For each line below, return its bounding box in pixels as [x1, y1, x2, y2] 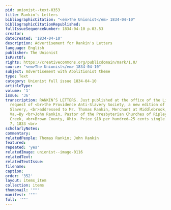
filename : [5, 164, 26, 169]
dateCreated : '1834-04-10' [5, 36, 63, 41]
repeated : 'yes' [5, 145, 40, 150]
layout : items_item [5, 178, 47, 183]
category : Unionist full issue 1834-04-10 [5, 78, 97, 84]
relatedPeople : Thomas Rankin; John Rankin [5, 136, 99, 141]
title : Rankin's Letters [5, 12, 58, 17]
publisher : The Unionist [5, 50, 58, 55]
